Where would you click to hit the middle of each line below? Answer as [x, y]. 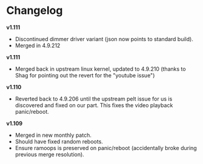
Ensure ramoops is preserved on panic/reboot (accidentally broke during [106, 148]
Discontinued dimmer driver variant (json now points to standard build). [104, 39]
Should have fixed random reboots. [59, 141]
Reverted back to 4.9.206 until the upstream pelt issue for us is [94, 99]
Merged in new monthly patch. [53, 135]
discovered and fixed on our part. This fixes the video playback [94, 105]
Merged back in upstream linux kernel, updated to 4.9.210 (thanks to [100, 69]
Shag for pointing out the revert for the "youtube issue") [85, 75]
